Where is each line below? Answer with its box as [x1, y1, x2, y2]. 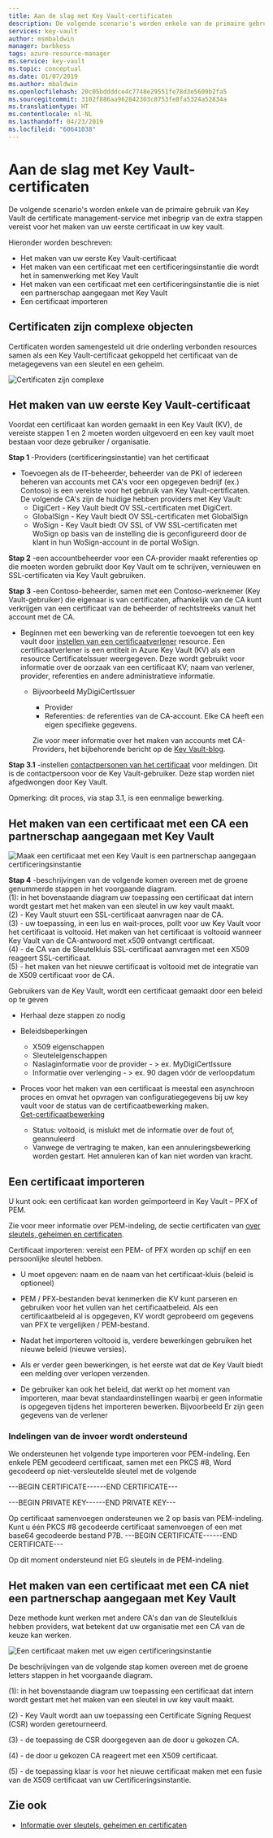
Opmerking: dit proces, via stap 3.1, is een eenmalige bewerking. [8, 793, 225, 803]
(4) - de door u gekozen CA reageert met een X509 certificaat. [8, 1751, 219, 1761]
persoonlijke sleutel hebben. [8, 1254, 103, 1263]
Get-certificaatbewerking [19, 1110, 106, 1119]
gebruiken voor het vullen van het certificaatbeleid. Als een [19, 1302, 219, 1312]
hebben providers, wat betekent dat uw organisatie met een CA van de [8, 1622, 245, 1632]
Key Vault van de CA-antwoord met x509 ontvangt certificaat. [8, 936, 215, 945]
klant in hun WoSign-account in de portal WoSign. [32, 537, 200, 547]
